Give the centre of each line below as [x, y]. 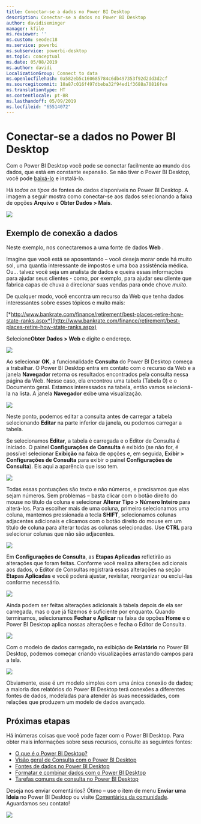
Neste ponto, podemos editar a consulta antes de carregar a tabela [89, 417]
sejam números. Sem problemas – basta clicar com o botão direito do [92, 495]
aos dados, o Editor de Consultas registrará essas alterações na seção [94, 570]
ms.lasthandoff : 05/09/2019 [41, 101]
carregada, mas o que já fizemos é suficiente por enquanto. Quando [91, 612]
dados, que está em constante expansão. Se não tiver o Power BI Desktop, [98, 172]
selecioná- [180, 387]
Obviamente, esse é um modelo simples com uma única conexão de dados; [100, 683]
